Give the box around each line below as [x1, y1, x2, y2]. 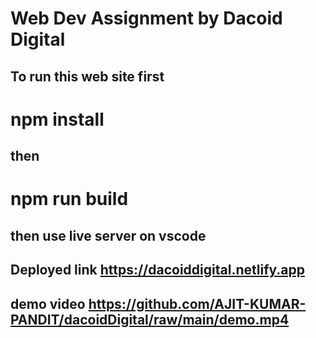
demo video [10, 295, 86, 312]
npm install [10, 108, 105, 131]
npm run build [10, 188, 129, 211]
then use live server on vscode [10, 227, 207, 244]
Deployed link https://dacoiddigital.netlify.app [10, 262, 305, 279]
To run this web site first [10, 68, 165, 85]
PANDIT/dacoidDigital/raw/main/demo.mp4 [10, 311, 290, 328]
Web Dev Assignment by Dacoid [10, 7, 283, 30]
